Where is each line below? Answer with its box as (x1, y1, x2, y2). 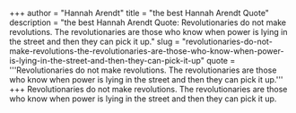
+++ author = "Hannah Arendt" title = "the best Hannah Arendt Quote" (9, 8, 269, 18)
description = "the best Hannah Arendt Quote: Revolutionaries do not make (9, 17, 287, 28)
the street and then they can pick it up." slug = (9, 36, 180, 47)
